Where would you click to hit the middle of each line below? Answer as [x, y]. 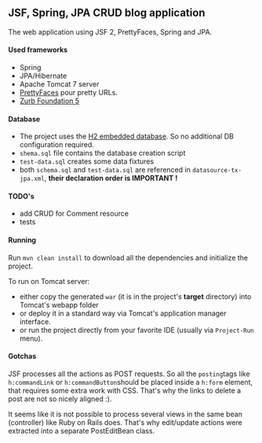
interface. [35, 321]
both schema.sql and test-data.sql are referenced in [105, 170]
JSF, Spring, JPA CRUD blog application [107, 13]
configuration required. [56, 145]
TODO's [22, 196]
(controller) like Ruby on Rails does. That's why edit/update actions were [126, 422]
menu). [31, 338]
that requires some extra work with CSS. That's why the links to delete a [125, 390]
